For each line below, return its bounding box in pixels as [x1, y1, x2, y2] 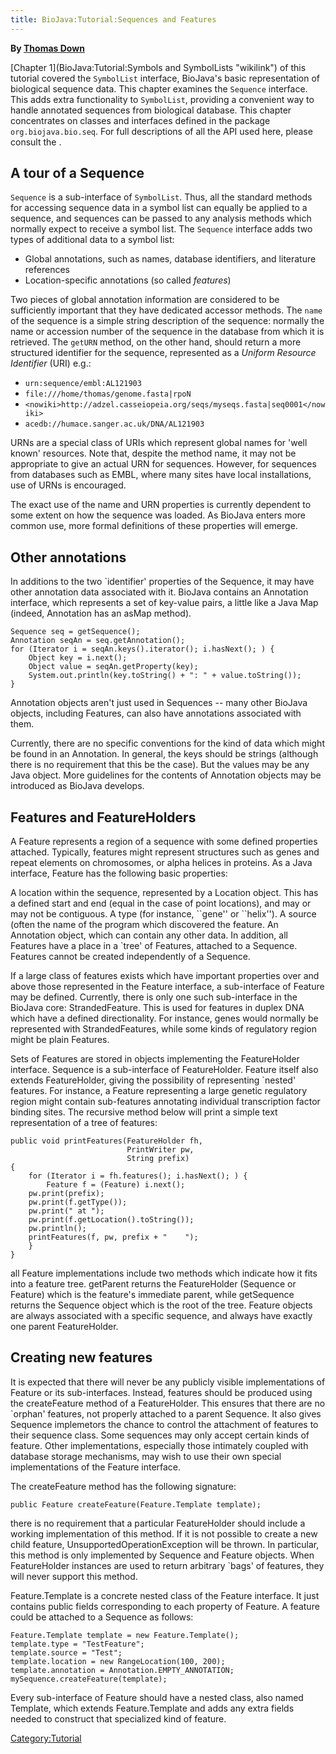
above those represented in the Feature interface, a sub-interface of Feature [10, 981, 325, 993]
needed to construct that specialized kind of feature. [10, 1712, 227, 1725]
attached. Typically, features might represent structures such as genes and [10, 846, 320, 858]
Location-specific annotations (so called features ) [24, 274, 232, 286]
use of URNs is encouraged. [10, 479, 127, 491]
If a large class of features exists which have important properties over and [10, 970, 320, 982]
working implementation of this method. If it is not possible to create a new [10, 1527, 318, 1540]
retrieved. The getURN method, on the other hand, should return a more [10, 336, 302, 348]
